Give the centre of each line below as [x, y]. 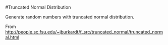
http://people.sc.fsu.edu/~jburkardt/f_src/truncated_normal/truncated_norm [84, 32]
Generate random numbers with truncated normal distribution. [70, 17]
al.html [12, 37]
